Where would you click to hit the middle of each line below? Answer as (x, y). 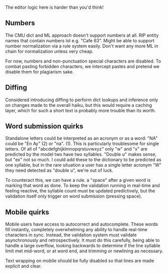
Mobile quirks (27, 212)
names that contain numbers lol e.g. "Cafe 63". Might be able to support (80, 40)
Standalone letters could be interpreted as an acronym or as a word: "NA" (81, 139)
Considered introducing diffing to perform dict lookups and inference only (82, 100)
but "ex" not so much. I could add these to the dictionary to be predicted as (83, 160)
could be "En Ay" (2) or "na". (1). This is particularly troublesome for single (82, 144)
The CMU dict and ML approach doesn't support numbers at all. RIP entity (82, 35)
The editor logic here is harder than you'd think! (55, 7)
